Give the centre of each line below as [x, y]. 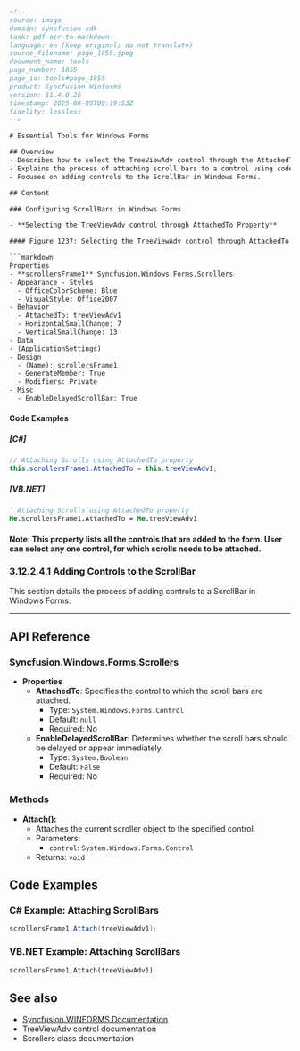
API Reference [50, 637]
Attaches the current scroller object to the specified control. [146, 828]
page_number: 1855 [43, 70]
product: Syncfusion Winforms [66, 87]
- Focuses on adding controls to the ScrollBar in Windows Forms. [135, 177]
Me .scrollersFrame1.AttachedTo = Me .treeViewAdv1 [104, 519]
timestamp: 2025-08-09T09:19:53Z [71, 103]
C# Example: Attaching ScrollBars [84, 911]
